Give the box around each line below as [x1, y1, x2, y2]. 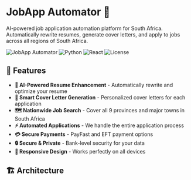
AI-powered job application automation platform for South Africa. [6, 25, 163, 32]
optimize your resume [14, 88, 67, 95]
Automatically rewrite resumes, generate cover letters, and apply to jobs [6, 31, 180, 38]
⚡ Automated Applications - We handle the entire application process [14, 122, 185, 129]
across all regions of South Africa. [6, 37, 88, 44]
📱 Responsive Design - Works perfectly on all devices [14, 148, 146, 155]
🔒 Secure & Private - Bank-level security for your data [14, 139, 145, 146]
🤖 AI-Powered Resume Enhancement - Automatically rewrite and [14, 81, 173, 88]
